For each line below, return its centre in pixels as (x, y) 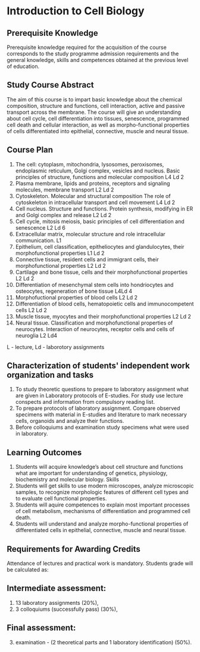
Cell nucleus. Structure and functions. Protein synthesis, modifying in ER (104, 208)
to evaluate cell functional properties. (61, 499)
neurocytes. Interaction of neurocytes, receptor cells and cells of (95, 329)
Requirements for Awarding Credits (74, 549)
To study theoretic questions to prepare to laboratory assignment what (102, 390)
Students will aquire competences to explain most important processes (102, 505)
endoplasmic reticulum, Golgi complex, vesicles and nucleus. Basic (98, 171)
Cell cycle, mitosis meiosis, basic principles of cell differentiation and (100, 221)
